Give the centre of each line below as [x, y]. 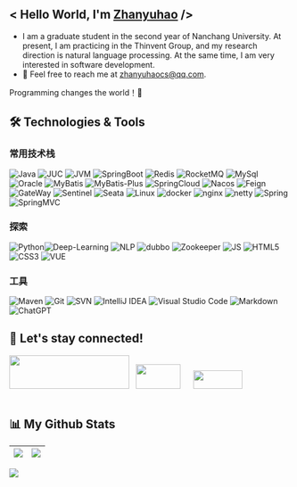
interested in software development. [88, 64]
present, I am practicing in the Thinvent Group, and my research [140, 45]
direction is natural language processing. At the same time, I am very [148, 55]
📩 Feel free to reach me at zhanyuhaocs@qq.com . [114, 74]
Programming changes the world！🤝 [76, 92]
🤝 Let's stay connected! [77, 338]
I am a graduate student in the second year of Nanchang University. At [152, 36]
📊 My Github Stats [62, 424]
